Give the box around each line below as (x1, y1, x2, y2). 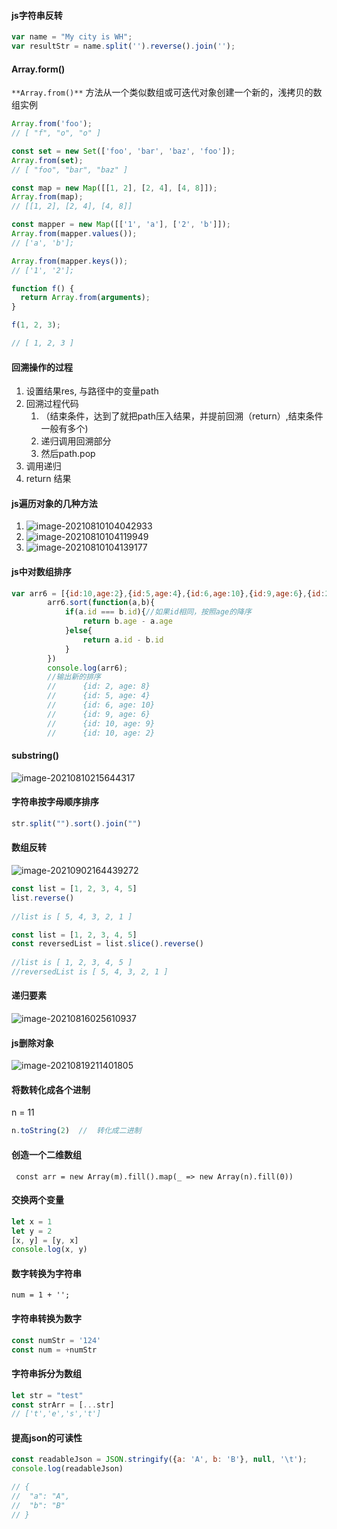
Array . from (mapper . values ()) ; (11, 229, 138, 239)
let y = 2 (11, 1226, 53, 1236)
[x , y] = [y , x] (11, 1235, 79, 1245)
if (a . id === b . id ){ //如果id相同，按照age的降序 (64, 607, 252, 617)
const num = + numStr (11, 1345, 98, 1355)
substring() (11, 750, 60, 762)
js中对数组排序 (11, 565, 72, 577)
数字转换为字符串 (11, 1267, 82, 1279)
